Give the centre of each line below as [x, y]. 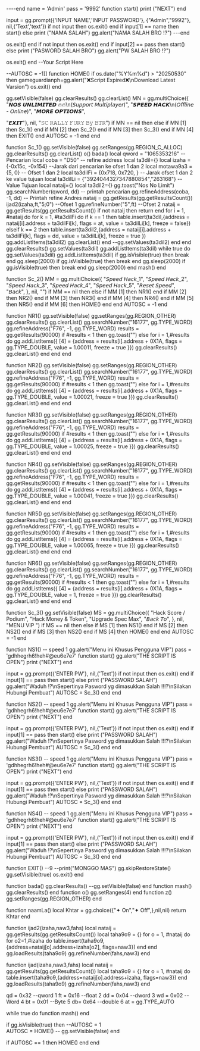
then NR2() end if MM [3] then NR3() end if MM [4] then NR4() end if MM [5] [100, 298]
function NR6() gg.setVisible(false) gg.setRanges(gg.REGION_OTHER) [92, 563]
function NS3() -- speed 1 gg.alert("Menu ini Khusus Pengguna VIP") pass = [99, 759]
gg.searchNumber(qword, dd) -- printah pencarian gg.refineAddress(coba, [98, 192]
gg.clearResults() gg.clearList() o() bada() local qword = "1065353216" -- [96, 154]
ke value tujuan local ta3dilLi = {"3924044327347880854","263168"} [91, 179]
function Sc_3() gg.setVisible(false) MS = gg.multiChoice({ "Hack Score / [96, 613]
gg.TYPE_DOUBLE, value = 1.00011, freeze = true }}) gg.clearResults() [92, 347]
